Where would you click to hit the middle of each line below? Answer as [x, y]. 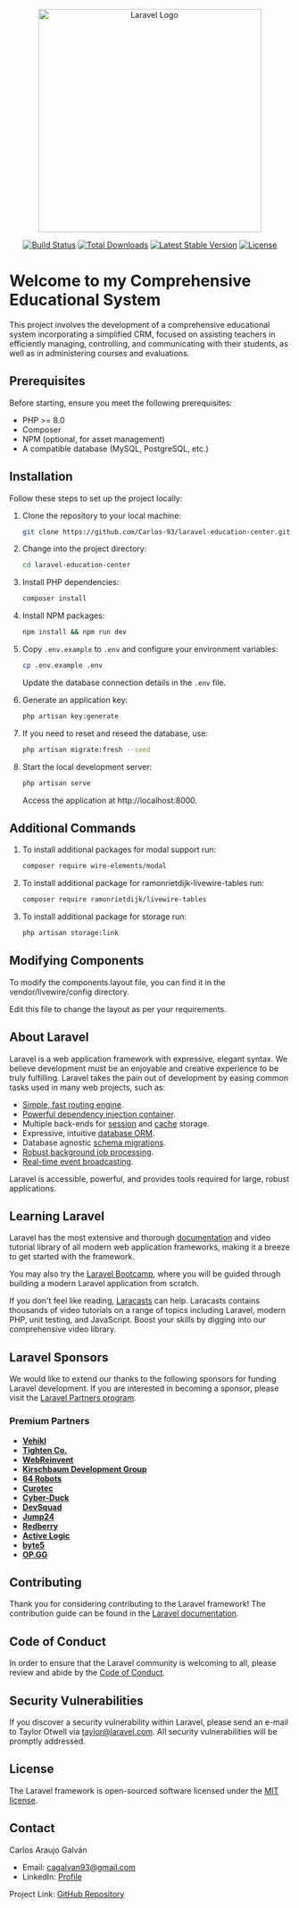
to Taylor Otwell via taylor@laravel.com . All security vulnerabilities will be [144, 1731]
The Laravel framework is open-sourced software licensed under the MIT [144, 1790]
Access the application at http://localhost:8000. [110, 800]
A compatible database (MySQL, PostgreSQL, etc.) [116, 448]
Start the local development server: [87, 766]
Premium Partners [50, 1421]
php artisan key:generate [70, 716]
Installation [41, 477]
